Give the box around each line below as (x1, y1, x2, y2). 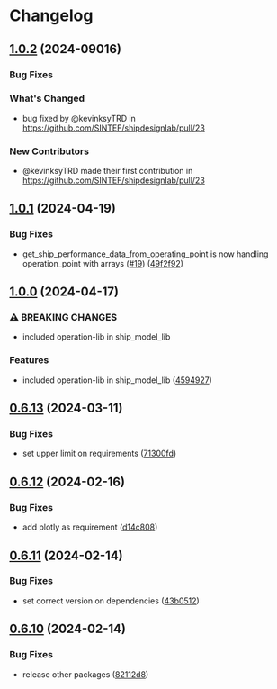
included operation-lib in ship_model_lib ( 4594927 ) (22, 375, 213, 385)
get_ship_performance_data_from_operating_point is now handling (22, 249, 269, 259)
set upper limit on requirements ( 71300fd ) (22, 448, 177, 459)
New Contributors (9, 145, 90, 158)
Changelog (9, 5, 94, 26)
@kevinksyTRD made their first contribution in (22, 166, 193, 177)
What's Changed (9, 92, 85, 104)
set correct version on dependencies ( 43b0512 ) (22, 595, 200, 606)
